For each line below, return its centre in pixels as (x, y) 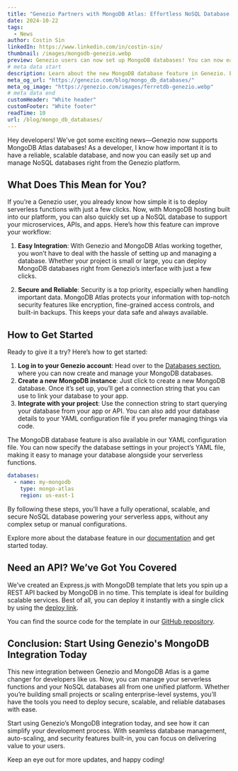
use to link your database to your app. (73, 396)
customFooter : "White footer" (52, 107)
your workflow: (29, 232)
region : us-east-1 (47, 495)
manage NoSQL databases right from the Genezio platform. (94, 162)
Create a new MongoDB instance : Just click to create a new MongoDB (121, 381)
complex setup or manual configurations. (67, 524)
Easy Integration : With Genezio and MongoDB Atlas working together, (120, 246)
